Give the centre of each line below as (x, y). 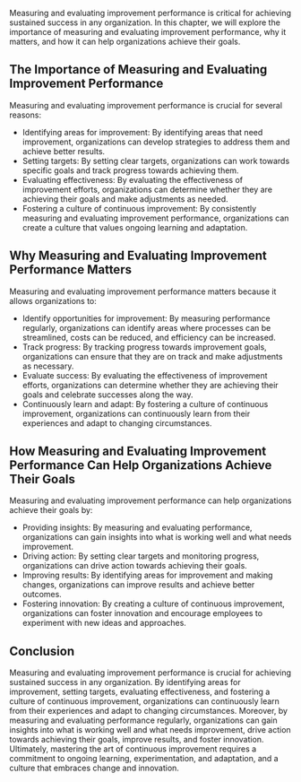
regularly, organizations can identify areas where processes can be (146, 327)
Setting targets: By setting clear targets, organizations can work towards (156, 161)
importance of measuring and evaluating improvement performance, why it (148, 32)
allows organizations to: (53, 300)
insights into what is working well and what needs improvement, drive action (150, 730)
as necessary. (48, 366)
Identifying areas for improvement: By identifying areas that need (142, 132)
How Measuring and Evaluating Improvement (138, 452)
